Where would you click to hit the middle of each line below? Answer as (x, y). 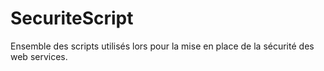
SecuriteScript (72, 18)
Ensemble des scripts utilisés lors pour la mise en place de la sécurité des (162, 46)
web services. (39, 56)
